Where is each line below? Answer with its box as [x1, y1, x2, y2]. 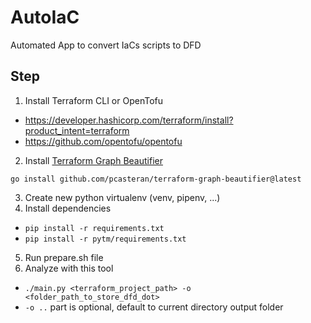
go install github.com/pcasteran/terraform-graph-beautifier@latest [10, 174, 302, 184]
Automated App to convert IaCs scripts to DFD [10, 39, 202, 51]
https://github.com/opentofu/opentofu [24, 135, 183, 147]
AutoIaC [10, 6, 80, 29]
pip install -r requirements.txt [24, 223, 165, 233]
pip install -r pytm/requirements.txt [24, 234, 187, 244]
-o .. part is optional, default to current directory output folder [24, 301, 284, 313]
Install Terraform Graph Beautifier [24, 154, 163, 166]
